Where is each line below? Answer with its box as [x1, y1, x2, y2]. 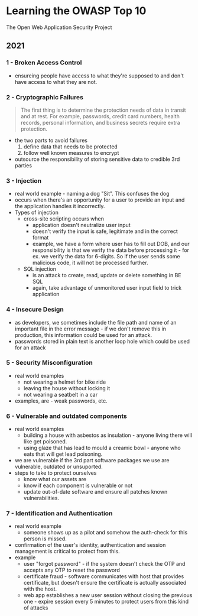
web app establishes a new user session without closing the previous [23, 592, 193, 599]
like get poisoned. [23, 438, 67, 445]
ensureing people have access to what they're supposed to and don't [14, 72, 184, 79]
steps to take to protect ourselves [14, 469, 97, 476]
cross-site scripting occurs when [23, 215, 105, 222]
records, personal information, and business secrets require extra [20, 119, 180, 126]
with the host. [23, 585, 57, 592]
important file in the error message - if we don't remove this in [14, 325, 167, 332]
